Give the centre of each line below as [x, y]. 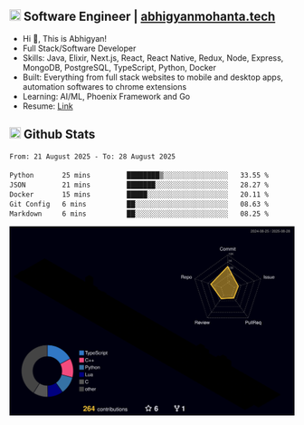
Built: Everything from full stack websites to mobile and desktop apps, [152, 77]
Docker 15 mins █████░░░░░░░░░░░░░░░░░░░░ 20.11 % [139, 195]
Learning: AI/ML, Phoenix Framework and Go [106, 96]
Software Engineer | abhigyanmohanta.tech [149, 17]
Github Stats [59, 135]
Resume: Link [48, 106]
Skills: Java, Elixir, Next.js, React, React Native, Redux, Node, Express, [153, 58]
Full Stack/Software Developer [79, 48]
